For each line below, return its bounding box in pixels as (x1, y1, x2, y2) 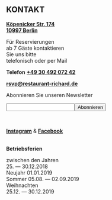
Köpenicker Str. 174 (6, 20, 55, 27)
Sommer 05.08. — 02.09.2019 (6, 175, 79, 182)
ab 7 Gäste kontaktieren (6, 44, 65, 51)
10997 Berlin (6, 27, 38, 34)
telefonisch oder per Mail (6, 57, 68, 64)
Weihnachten (6, 182, 39, 189)
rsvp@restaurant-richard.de (6, 80, 78, 87)
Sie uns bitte (6, 50, 37, 58)
